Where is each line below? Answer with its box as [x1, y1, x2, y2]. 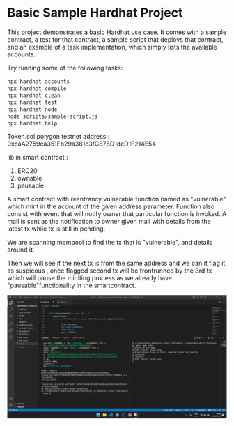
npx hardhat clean [7, 92, 61, 99]
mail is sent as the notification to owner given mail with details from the [7, 217, 211, 225]
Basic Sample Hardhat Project [7, 5, 183, 21]
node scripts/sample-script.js [7, 113, 98, 120]
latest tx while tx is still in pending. [7, 225, 106, 233]
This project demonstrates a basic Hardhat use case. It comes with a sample [7, 28, 227, 36]
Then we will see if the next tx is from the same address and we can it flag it [7, 259, 226, 267]
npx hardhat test [7, 99, 58, 106]
